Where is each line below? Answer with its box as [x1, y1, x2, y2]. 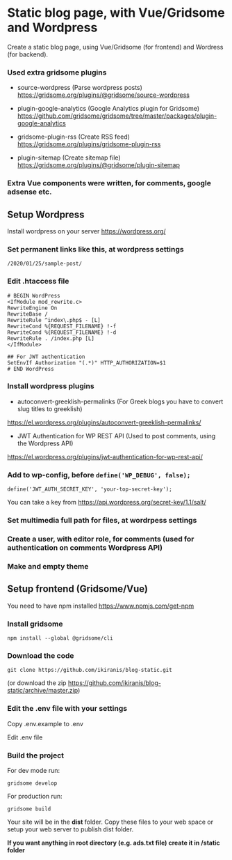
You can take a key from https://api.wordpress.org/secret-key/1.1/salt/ [7, 498, 206, 507]
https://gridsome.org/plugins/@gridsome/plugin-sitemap [17, 161, 181, 169]
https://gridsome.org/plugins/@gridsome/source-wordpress [17, 91, 190, 99]
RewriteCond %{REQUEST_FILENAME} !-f [7, 323, 117, 330]
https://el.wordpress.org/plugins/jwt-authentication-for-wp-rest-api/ [7, 452, 203, 461]
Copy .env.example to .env [7, 719, 83, 728]
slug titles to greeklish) [17, 404, 83, 413]
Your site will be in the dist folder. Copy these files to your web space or [7, 817, 214, 826]
